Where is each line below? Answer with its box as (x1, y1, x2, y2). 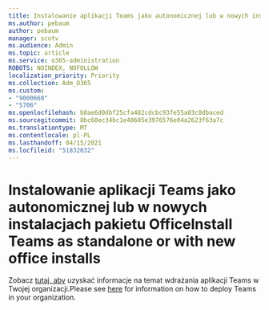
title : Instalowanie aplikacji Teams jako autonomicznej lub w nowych (8, 11, 249, 20)
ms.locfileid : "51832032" (8, 146, 94, 154)
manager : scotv (8, 34, 59, 43)
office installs (8, 249, 102, 267)
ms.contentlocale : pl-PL (8, 131, 91, 139)
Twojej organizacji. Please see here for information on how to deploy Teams (8, 284, 256, 294)
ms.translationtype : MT (8, 124, 88, 132)
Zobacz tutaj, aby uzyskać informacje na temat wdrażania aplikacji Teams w (8, 275, 259, 285)
